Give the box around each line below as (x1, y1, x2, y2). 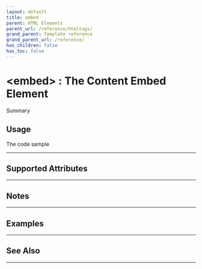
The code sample (6, 140, 50, 148)
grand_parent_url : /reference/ (6, 37, 85, 43)
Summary (6, 107, 31, 114)
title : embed (6, 14, 39, 21)
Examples (6, 218, 44, 229)
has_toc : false (6, 48, 44, 54)
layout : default (6, 8, 47, 15)
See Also (6, 245, 40, 256)
